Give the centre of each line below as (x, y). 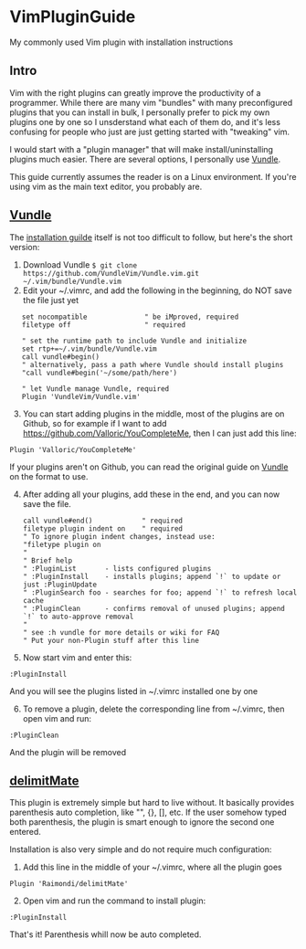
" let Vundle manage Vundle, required (95, 389)
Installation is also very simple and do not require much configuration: (141, 849)
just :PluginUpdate (60, 585)
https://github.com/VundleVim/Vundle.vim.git (111, 273)
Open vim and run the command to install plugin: (114, 901)
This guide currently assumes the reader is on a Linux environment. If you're (153, 176)
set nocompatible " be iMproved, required (130, 317)
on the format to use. (49, 476)
